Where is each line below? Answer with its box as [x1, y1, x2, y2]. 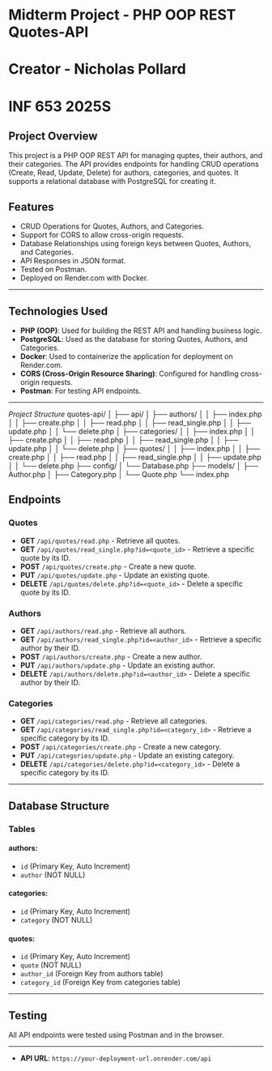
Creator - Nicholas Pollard [8, 60, 186, 79]
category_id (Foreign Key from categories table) [19, 978, 181, 988]
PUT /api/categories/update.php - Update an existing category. [19, 751, 235, 761]
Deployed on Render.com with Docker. [19, 273, 149, 283]
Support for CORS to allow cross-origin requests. [19, 230, 185, 240]
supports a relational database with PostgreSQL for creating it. [8, 177, 216, 186]
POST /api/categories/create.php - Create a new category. [19, 742, 222, 752]
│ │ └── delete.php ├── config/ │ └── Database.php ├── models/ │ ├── [8, 461, 259, 471]
